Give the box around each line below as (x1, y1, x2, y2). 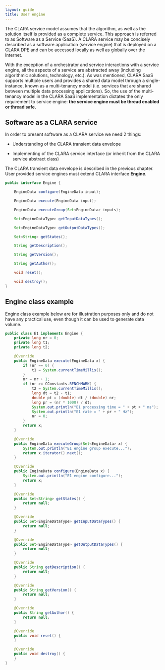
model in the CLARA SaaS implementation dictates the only (22, 93, 143, 99)
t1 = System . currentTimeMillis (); (31, 367, 103, 373)
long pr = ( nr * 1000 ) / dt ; (31, 400, 92, 405)
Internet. (5, 52, 23, 58)
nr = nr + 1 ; (23, 377, 50, 382)
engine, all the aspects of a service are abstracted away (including (5, 67, 141, 73)
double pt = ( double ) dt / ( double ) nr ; (31, 395, 116, 400)
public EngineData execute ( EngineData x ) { (14, 358, 106, 363)
